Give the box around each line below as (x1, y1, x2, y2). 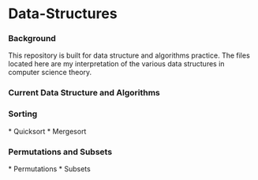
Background (8, 33, 57, 44)
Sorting (8, 108, 38, 119)
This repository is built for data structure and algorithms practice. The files (8, 51, 250, 60)
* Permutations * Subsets (8, 164, 91, 174)
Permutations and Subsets (8, 146, 113, 157)
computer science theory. (8, 68, 92, 77)
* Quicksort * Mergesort (8, 126, 87, 136)
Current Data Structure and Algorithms (8, 88, 160, 99)
